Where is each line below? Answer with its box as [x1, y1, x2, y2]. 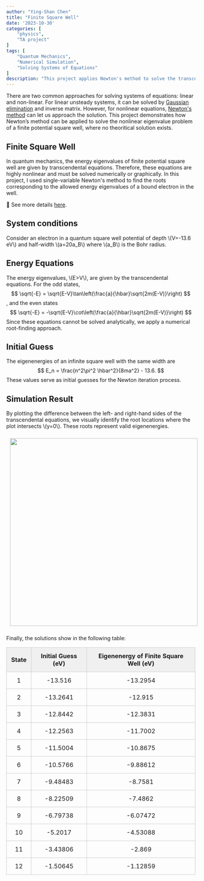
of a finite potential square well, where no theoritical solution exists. [6, 124, 173, 132]
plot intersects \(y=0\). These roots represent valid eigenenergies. [6, 423, 169, 430]
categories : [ [6, 25, 42, 32]
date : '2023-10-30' [6, 20, 55, 26]
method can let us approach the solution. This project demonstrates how [6, 112, 186, 119]
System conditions [6, 219, 78, 229]
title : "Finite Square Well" [6, 14, 79, 20]
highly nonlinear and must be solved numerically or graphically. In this [6, 170, 179, 177]
